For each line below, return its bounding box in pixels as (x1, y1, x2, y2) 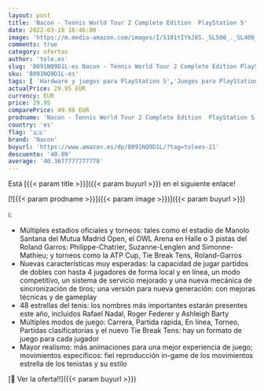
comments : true (8, 41, 58, 49)
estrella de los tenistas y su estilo (19, 359, 127, 369)
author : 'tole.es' (8, 56, 68, 64)
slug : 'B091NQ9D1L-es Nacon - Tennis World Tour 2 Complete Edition (8, 63, 237, 71)
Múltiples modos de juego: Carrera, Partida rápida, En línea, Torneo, (19, 317, 240, 327)
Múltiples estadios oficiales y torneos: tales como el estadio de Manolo (19, 225, 250, 236)
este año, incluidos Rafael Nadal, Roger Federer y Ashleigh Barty (19, 309, 229, 319)
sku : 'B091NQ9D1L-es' (8, 70, 79, 78)
